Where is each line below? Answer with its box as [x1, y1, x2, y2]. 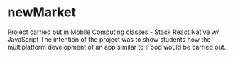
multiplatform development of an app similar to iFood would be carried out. [7, 42, 227, 51]
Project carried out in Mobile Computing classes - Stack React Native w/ [7, 28, 220, 36]
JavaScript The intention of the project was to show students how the [7, 35, 211, 43]
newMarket [7, 4, 77, 21]
